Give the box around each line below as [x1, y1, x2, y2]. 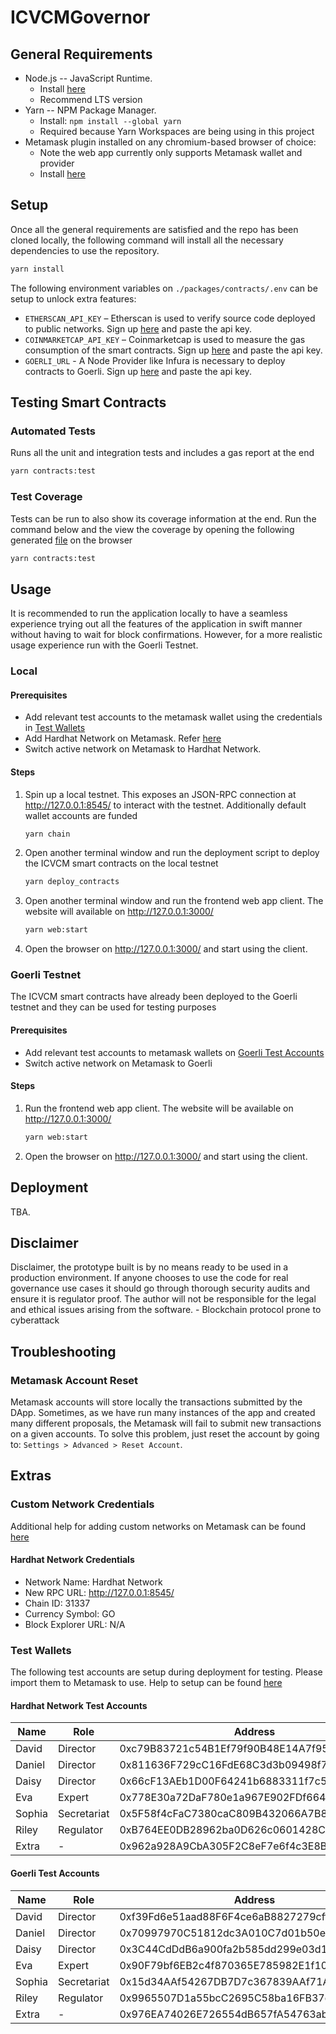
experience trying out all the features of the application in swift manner [10, 618, 303, 630]
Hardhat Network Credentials [10, 1554, 135, 1566]
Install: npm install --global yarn [39, 115, 182, 126]
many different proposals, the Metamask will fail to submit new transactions [10, 1417, 322, 1430]
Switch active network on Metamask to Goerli [24, 1057, 213, 1069]
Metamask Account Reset [10, 1373, 139, 1387]
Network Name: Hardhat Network [24, 1576, 163, 1588]
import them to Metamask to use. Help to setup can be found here [10, 1677, 283, 1689]
